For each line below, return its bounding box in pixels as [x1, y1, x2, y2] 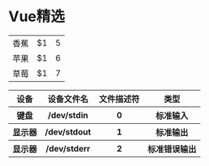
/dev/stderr [45, 143, 91, 154]
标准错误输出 [147, 143, 197, 155]
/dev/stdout [45, 126, 92, 138]
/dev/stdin [47, 109, 89, 121]
